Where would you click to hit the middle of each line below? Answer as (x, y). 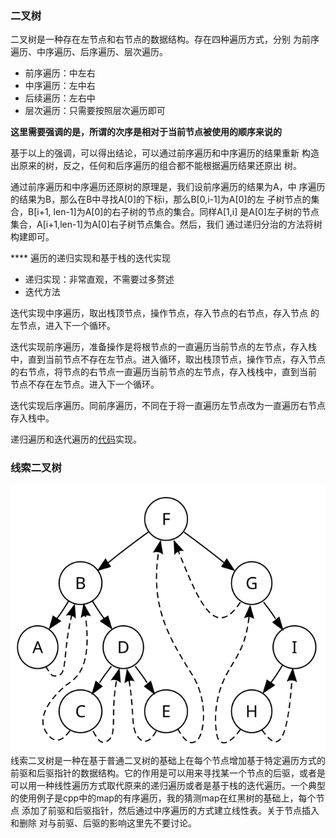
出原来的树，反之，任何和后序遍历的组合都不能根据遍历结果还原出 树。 (156, 166)
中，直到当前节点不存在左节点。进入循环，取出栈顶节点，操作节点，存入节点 (168, 359)
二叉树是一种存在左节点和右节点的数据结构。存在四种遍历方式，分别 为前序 (165, 39)
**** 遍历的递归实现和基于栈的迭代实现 (90, 258)
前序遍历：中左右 (60, 73)
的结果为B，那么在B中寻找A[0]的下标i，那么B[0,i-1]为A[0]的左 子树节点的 (161, 199)
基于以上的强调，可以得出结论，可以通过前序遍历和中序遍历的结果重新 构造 (165, 153)
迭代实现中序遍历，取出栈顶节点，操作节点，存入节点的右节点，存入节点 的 (165, 313)
